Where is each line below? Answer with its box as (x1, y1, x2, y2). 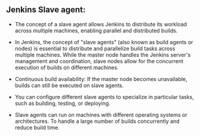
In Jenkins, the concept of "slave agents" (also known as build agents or (14, 38, 193, 45)
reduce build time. (14, 123, 60, 131)
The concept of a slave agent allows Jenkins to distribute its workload (14, 20, 187, 27)
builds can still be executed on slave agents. (14, 82, 124, 89)
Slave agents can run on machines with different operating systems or (14, 111, 187, 118)
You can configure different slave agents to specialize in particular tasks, (14, 93, 194, 100)
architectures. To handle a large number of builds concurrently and (14, 118, 180, 125)
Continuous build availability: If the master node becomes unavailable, (14, 75, 187, 82)
